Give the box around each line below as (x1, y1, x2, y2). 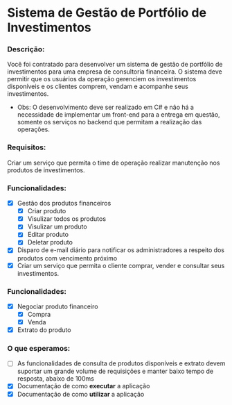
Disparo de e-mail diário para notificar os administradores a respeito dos (17, 246, 225, 254)
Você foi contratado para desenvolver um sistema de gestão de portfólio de (7, 60, 223, 69)
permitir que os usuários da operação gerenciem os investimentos (7, 75, 197, 83)
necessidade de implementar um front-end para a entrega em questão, (17, 110, 220, 119)
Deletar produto (27, 238, 73, 247)
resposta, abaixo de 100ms (17, 374, 95, 383)
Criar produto (27, 207, 66, 215)
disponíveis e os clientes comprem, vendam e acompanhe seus (7, 82, 188, 91)
